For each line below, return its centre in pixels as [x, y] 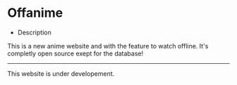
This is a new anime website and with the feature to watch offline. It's [108, 46]
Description [34, 32]
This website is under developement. [61, 73]
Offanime [35, 13]
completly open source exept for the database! [75, 53]
